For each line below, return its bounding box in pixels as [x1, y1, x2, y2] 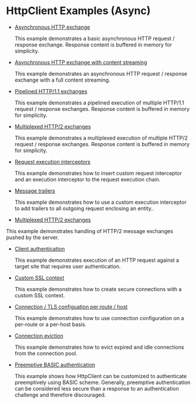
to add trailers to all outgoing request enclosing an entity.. [14, 204, 154, 212]
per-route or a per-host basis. [14, 321, 87, 328]
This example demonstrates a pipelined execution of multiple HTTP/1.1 [14, 99, 184, 106]
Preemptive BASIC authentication [14, 361, 96, 368]
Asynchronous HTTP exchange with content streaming [14, 59, 147, 66]
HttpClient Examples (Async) [6, 4, 151, 18]
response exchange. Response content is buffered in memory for [14, 41, 172, 48]
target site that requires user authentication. [14, 262, 121, 270]
